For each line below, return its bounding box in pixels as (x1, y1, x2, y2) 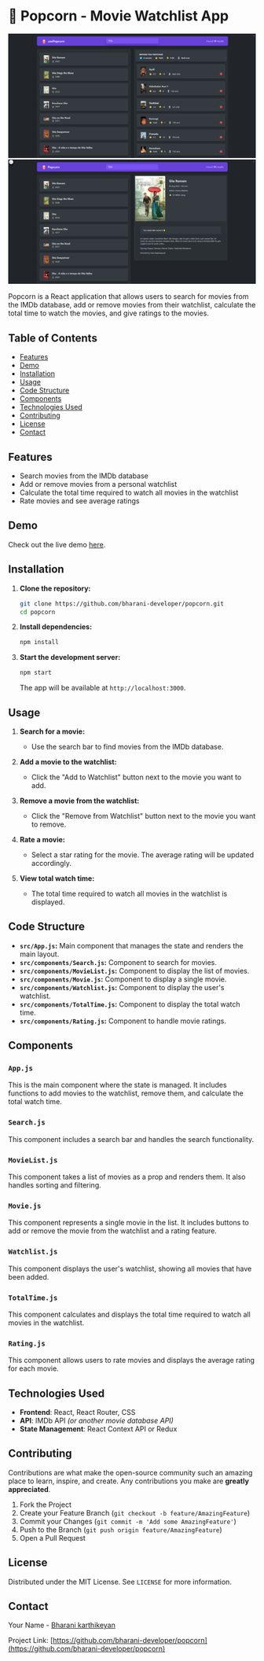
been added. (8, 1272, 49, 1281)
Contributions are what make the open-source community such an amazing (8, 1468, 253, 1477)
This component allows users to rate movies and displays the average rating (8, 1356, 255, 1365)
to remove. (31, 819, 67, 829)
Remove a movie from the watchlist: (19, 796, 140, 805)
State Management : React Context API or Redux (19, 1424, 178, 1434)
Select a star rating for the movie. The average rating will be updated (31, 849, 254, 860)
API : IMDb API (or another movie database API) (19, 1416, 174, 1426)
